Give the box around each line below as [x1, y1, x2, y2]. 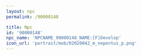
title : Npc [6, 24, 33, 30]
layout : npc [6, 8, 35, 14]
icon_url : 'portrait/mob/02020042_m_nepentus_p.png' [6, 41, 137, 46]
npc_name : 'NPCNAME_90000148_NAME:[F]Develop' [6, 35, 122, 41]
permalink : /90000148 [6, 14, 59, 20]
